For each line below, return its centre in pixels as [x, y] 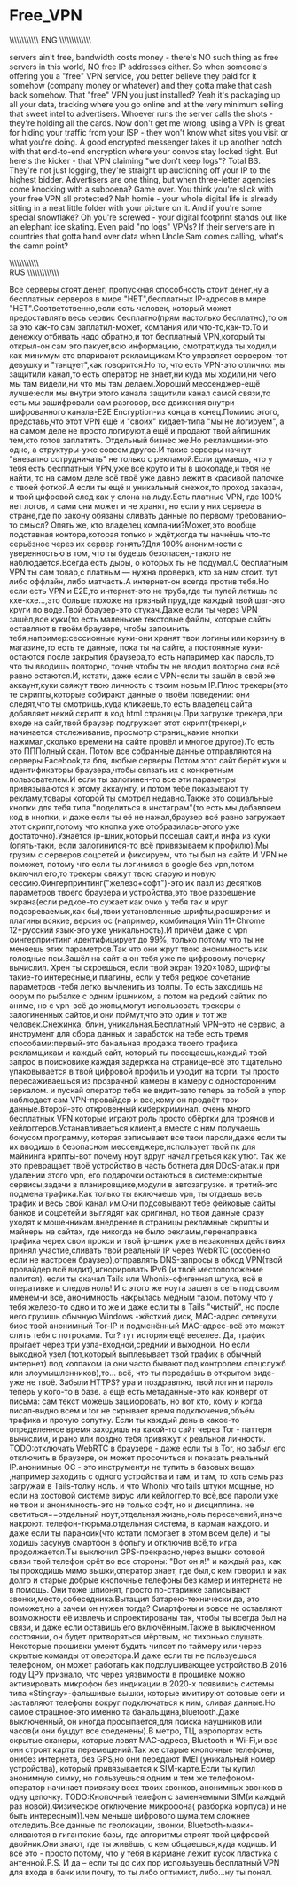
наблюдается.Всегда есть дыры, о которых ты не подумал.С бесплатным [149, 562]
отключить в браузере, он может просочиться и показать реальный [139, 1457]
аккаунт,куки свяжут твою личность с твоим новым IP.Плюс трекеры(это [149, 685]
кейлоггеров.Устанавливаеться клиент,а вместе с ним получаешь [135, 1128]
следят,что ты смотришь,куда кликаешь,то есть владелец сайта [131, 704]
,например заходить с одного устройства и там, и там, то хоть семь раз [146, 1476]
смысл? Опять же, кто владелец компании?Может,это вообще [138, 525]
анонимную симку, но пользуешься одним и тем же [108, 1778]
